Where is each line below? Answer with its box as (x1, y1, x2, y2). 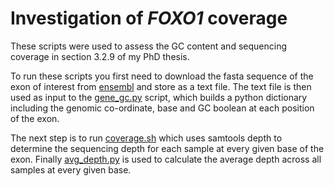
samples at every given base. (10, 163, 132, 176)
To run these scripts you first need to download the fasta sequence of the (10, 70, 314, 82)
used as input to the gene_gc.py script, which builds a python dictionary (10, 91, 308, 103)
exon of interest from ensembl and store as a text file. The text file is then (10, 80, 312, 92)
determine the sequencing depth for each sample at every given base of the (10, 142, 325, 154)
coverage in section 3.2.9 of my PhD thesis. (10, 50, 190, 62)
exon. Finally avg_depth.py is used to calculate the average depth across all (10, 153, 322, 165)
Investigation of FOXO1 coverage (10, 7, 288, 30)
